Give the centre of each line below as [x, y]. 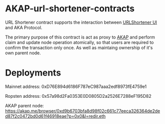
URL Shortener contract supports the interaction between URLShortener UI [81, 22]
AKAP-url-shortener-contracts [70, 9]
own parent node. [23, 53]
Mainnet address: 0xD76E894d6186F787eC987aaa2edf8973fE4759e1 [76, 86]
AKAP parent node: [25, 105]
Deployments [33, 73]
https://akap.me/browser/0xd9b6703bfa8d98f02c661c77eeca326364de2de [83, 111]
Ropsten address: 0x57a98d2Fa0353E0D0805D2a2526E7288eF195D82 [78, 96]
